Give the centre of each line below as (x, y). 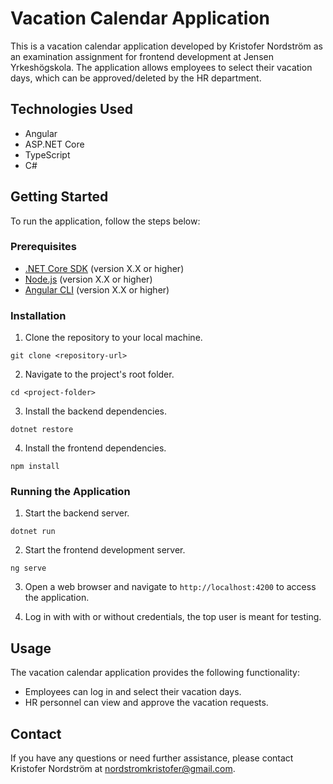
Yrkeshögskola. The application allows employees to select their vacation (161, 67)
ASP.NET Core (54, 144)
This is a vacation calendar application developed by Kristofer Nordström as (166, 46)
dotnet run (33, 532)
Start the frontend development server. (105, 550)
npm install (35, 467)
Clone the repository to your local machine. (113, 338)
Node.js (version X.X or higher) (88, 279)
